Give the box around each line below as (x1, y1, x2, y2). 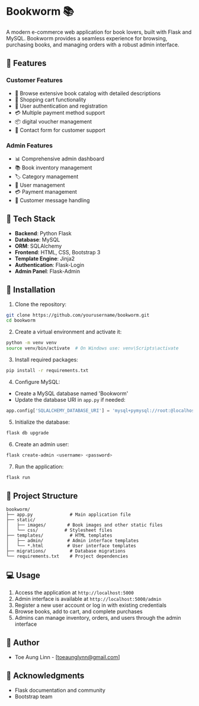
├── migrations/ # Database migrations (6, 548, 126, 554)
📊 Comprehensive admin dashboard (14, 155, 105, 162)
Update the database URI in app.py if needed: (14, 396, 126, 403)
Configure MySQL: (14, 378, 60, 385)
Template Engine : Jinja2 (14, 255, 75, 262)
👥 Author (6, 638, 40, 648)
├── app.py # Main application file (6, 512, 131, 518)
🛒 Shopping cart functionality (14, 96, 86, 103)
